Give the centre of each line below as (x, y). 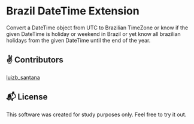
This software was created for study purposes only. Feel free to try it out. (96, 114)
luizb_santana (23, 77)
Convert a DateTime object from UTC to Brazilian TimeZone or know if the (97, 28)
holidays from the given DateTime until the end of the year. (78, 40)
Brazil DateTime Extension (73, 11)
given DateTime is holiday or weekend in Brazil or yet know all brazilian (93, 34)
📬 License (27, 97)
